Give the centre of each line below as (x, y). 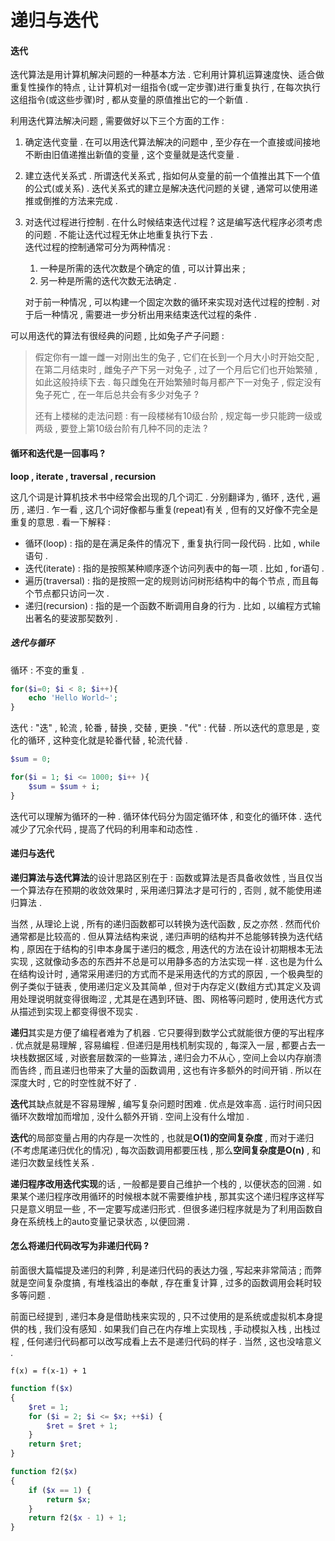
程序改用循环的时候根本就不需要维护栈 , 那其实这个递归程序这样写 (189, 1196)
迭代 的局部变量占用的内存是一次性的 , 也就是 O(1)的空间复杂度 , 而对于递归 (162, 1137)
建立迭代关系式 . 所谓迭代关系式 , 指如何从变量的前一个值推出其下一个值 (172, 176)
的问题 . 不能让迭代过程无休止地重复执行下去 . (118, 235)
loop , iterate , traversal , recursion (83, 476)
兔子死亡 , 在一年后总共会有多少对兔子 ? (116, 395)
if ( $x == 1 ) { (60, 1490)
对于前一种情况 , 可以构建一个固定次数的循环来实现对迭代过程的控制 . (167, 302)
